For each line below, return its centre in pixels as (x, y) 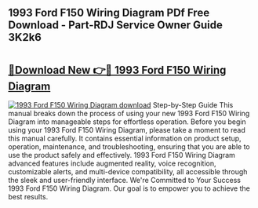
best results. (28, 197)
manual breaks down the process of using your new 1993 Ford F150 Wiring (129, 113)
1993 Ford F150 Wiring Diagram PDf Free (109, 13)
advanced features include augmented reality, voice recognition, (113, 163)
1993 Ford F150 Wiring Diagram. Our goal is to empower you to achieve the (129, 188)
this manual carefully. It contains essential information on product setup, (125, 138)
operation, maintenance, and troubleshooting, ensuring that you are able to (129, 147)
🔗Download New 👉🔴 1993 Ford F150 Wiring (117, 70)
